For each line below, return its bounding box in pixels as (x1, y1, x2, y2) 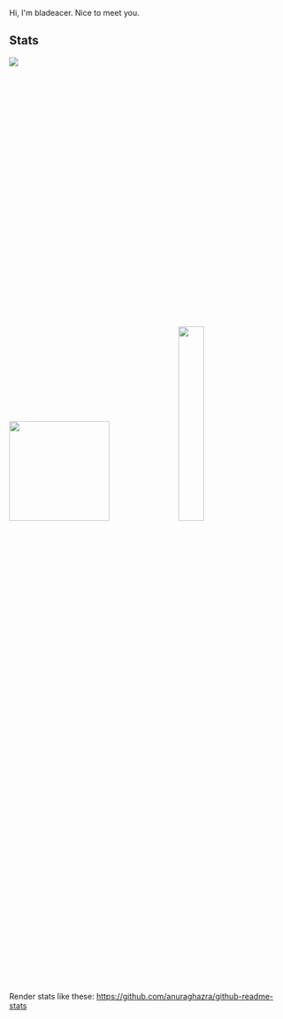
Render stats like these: (9, 992, 95, 1002)
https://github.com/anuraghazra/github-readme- (96, 992, 274, 1002)
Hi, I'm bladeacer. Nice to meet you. (9, 8, 140, 18)
